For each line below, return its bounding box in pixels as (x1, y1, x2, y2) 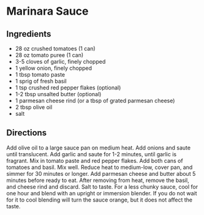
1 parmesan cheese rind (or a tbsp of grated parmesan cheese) (15, 97, 175, 104)
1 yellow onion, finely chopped (15, 64, 93, 72)
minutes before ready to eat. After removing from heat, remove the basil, (6, 176, 189, 184)
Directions (6, 127, 47, 138)
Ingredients (6, 29, 51, 39)
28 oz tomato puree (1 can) (15, 51, 84, 59)
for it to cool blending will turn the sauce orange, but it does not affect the (6, 196, 193, 203)
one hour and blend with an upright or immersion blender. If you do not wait (6, 189, 197, 197)
